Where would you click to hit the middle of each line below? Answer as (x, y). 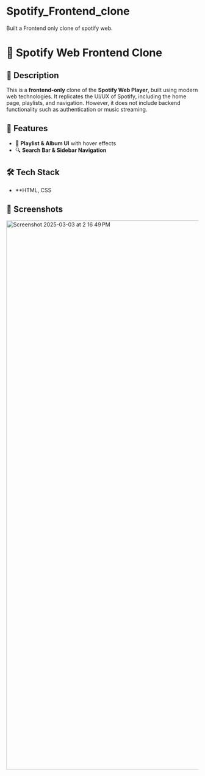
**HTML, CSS (33, 190)
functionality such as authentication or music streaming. (77, 109)
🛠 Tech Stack (33, 172)
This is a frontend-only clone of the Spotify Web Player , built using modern (102, 90)
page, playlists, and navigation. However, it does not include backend (93, 102)
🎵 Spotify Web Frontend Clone (85, 53)
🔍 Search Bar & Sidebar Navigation (61, 150)
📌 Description (33, 75)
